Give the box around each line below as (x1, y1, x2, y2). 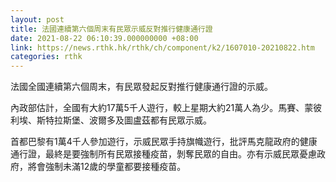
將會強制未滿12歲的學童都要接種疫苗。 (27, 161, 187, 173)
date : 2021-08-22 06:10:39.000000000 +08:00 (10, 33, 199, 43)
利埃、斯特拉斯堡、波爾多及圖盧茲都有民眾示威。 (10, 114, 212, 126)
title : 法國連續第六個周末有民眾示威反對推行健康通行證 (10, 24, 213, 34)
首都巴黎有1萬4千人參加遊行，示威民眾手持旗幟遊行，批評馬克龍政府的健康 (10, 136, 318, 148)
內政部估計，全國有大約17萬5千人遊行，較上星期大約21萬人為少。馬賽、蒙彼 (10, 102, 323, 114)
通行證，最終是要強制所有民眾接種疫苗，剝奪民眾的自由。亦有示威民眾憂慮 (10, 148, 317, 160)
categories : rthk (10, 52, 83, 62)
